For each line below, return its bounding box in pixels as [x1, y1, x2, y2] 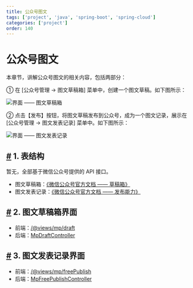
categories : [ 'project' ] [6, 20, 68, 26]
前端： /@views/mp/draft [14, 224, 76, 231]
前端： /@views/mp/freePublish [14, 268, 92, 275]
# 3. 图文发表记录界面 [6, 251, 85, 261]
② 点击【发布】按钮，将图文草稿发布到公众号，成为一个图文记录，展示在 [6, 112, 188, 119]
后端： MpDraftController [14, 231, 76, 239]
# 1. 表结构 [6, 151, 45, 161]
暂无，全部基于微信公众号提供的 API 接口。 [6, 168, 112, 175]
